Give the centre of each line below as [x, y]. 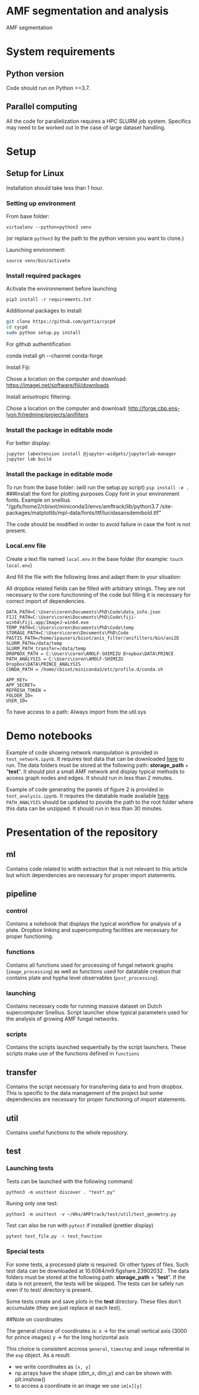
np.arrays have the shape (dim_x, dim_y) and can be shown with [93, 1373]
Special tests [25, 1251]
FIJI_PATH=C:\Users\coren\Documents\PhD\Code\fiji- [71, 617]
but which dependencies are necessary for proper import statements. [91, 875]
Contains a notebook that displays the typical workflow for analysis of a [94, 924]
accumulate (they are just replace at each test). [64, 1307]
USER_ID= [17, 700]
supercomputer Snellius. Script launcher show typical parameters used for [97, 1013]
